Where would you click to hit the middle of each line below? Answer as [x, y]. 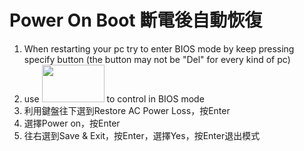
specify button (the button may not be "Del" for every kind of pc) [157, 59]
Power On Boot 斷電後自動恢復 [136, 20]
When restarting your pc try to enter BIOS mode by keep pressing [159, 48]
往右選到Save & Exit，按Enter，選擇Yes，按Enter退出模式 [142, 135]
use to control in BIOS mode [114, 98]
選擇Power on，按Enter [72, 123]
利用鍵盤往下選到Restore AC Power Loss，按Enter [127, 110]
